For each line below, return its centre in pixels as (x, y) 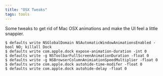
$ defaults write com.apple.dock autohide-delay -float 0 (66, 69)
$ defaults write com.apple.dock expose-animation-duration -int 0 (76, 51)
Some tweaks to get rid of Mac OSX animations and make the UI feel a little (81, 28)
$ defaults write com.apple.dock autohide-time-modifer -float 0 (74, 64)
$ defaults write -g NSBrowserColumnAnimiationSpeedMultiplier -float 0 (81, 60)
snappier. (15, 34)
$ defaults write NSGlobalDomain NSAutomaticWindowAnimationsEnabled (78, 42)
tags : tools (17, 14)
